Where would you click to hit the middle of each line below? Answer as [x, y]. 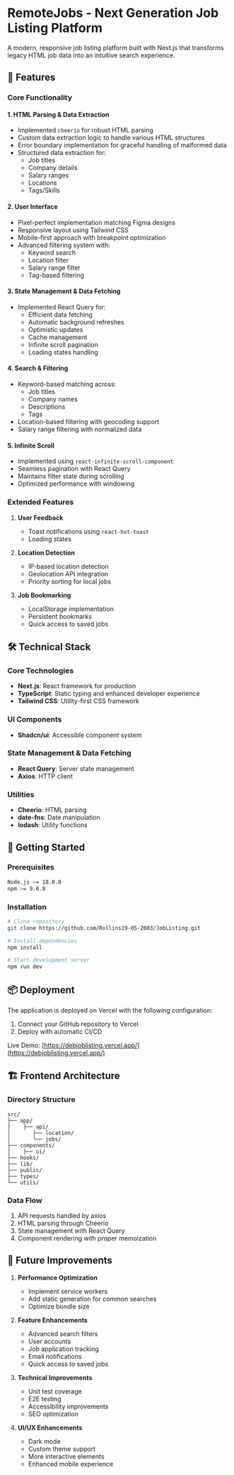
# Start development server [49, 960]
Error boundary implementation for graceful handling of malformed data [122, 145]
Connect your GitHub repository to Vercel [78, 1024]
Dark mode [45, 1441]
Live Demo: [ [26, 1045]
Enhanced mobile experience [71, 1464]
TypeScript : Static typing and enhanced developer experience [109, 694]
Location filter [48, 260]
